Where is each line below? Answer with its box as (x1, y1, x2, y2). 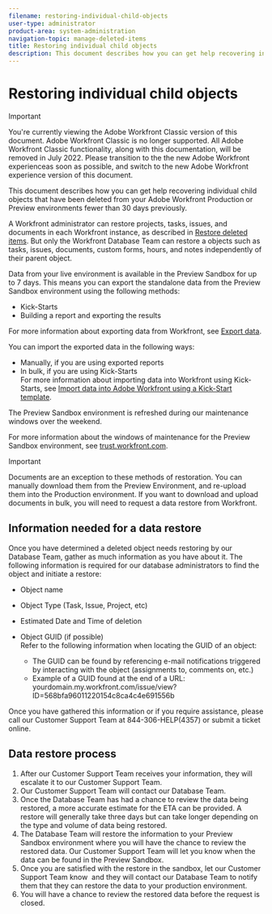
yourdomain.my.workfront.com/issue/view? (32, 682, 177, 692)
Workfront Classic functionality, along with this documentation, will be (8, 144, 241, 154)
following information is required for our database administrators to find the (8, 560, 260, 570)
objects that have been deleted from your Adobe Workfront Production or (8, 194, 253, 204)
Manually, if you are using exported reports (19, 358, 164, 367)
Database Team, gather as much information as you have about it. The (8, 551, 243, 561)
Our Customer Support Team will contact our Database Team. (19, 786, 227, 796)
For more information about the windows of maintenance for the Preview (8, 431, 251, 442)
